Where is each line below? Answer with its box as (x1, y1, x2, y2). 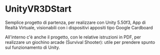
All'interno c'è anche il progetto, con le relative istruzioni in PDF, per (5, 34, 141, 40)
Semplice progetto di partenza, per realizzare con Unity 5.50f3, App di (5, 19, 146, 25)
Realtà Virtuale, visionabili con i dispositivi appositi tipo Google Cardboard (5, 24, 153, 30)
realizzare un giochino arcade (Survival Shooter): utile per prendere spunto (5, 39, 156, 45)
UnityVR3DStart (5, 3, 72, 15)
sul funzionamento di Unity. (5, 44, 60, 50)
